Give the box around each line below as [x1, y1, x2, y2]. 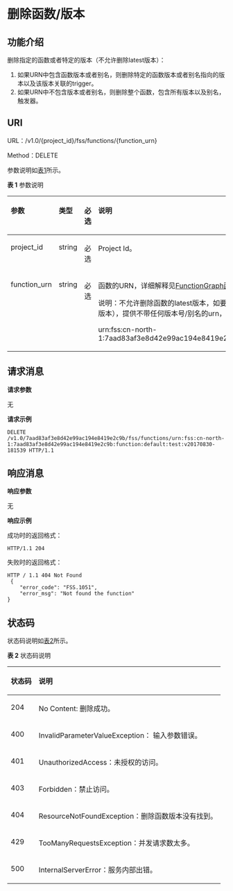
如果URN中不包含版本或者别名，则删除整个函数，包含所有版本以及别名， [17, 88, 225, 96]
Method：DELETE [7, 151, 58, 160]
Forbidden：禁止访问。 [38, 785, 114, 795]
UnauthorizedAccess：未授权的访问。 [38, 758, 163, 767]
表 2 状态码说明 [7, 652, 51, 660]
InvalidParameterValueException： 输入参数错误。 [38, 731, 202, 740]
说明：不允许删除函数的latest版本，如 [98, 298, 221, 307]
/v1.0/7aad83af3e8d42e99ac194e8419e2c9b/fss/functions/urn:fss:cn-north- [7, 434, 225, 441]
